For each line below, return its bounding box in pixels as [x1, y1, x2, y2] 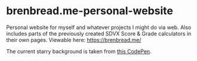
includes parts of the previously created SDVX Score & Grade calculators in [6, 30, 192, 37]
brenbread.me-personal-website [6, 4, 174, 18]
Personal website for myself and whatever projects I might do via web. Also [6, 24, 192, 31]
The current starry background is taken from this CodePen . [6, 47, 152, 54]
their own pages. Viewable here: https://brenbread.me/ [6, 36, 141, 43]
